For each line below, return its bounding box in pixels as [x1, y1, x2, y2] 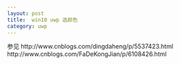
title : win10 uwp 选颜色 [7, 16, 78, 23]
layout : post [7, 10, 44, 17]
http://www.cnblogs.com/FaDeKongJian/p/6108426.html [7, 50, 167, 58]
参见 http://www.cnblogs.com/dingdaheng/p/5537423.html [7, 42, 173, 51]
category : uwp [7, 23, 48, 29]
